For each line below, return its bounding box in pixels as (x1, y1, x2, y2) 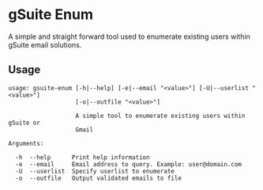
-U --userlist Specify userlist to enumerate (15, 167, 175, 175)
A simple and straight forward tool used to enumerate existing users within (8, 32, 250, 41)
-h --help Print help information (15, 153, 150, 161)
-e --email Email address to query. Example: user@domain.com (15, 160, 242, 168)
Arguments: (8, 139, 44, 147)
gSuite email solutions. (8, 40, 82, 49)
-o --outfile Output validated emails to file (15, 174, 182, 182)
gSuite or (8, 119, 41, 127)
